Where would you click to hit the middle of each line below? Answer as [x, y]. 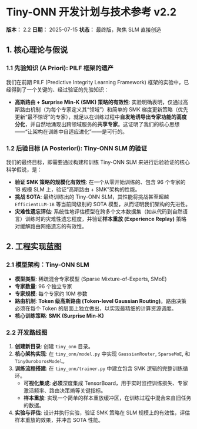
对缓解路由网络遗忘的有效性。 [51, 226]
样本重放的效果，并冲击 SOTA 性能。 [59, 420]
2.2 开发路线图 [27, 332]
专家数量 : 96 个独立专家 [43, 286]
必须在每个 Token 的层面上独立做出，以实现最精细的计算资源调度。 [96, 308]
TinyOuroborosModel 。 [41, 361]
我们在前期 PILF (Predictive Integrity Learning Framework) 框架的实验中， [95, 82]
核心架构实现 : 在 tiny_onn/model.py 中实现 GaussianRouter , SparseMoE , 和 [102, 354]
